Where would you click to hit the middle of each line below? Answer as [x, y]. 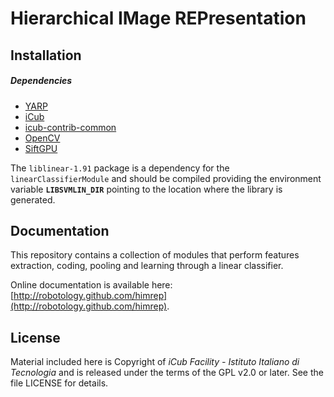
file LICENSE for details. [59, 383]
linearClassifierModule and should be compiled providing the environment [166, 178]
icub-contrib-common [70, 127]
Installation [46, 55]
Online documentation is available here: [91, 285]
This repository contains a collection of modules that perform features [155, 255]
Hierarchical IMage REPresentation [158, 18]
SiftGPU [41, 148]
